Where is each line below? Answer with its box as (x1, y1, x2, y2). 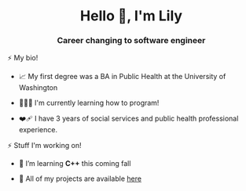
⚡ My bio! (7, 53, 39, 63)
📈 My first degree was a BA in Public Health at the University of (18, 72, 226, 81)
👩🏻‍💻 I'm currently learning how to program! (18, 98, 160, 108)
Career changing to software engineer (57, 35, 206, 46)
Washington (18, 83, 58, 92)
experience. (18, 125, 58, 135)
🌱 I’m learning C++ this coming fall (18, 159, 131, 168)
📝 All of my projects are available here (18, 174, 142, 183)
